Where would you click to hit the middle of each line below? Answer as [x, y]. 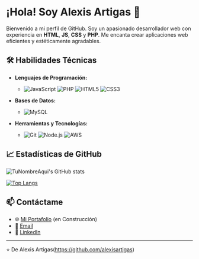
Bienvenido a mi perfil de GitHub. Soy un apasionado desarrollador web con [99, 28]
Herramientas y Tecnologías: [51, 123]
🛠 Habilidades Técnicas [52, 61]
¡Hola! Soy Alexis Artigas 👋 [73, 12]
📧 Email [24, 226]
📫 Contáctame [35, 202]
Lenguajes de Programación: [51, 77]
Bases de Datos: [35, 101]
